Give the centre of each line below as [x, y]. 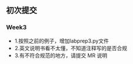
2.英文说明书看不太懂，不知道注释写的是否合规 [71, 48]
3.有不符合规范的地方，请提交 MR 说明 [61, 55]
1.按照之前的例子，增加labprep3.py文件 [62, 41]
